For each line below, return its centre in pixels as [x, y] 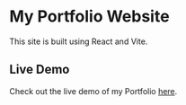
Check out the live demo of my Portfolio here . [93, 91]
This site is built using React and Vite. [79, 41]
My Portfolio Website [89, 17]
